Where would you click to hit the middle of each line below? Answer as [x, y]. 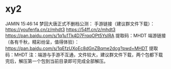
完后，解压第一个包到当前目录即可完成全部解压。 [57, 61]
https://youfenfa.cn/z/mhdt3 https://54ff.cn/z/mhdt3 [60, 29]
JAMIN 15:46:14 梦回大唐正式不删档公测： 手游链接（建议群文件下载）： [80, 24]
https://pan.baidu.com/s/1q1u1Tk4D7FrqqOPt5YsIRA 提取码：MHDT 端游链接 [86, 35]
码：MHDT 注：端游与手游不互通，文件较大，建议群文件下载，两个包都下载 [84, 55]
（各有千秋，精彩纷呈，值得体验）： [42, 42]
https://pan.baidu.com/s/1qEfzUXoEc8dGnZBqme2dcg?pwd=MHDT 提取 [82, 48]
